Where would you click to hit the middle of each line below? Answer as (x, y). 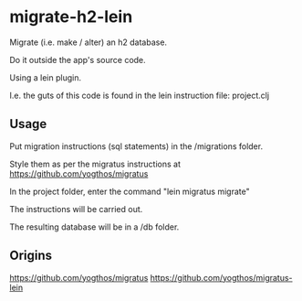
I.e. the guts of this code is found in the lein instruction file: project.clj (140, 95)
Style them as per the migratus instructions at (95, 164)
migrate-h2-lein (71, 17)
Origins (31, 256)
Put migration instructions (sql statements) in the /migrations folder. (136, 146)
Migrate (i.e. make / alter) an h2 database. (88, 42)
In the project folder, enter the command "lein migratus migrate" (130, 191)
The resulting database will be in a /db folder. (94, 227)
